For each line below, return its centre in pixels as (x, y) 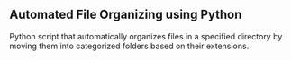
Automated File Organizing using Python (126, 15)
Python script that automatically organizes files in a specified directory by (146, 36)
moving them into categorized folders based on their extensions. (129, 46)
